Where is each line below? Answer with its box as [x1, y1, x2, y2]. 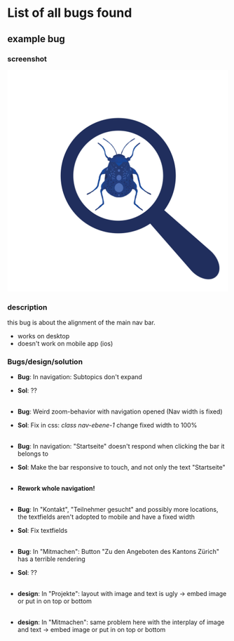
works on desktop [17, 332, 70, 341]
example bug [7, 33, 65, 45]
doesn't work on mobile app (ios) [17, 339, 113, 348]
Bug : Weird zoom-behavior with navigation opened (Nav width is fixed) [17, 407, 223, 416]
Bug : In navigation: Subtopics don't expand [17, 373, 142, 381]
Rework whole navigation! [17, 484, 95, 493]
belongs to [17, 449, 49, 458]
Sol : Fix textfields [17, 527, 68, 535]
